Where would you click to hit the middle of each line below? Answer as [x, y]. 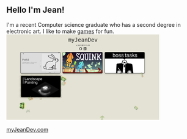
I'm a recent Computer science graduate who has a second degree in [94, 24]
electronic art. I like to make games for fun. [60, 31]
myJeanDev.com [28, 129]
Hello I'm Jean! [35, 10]
